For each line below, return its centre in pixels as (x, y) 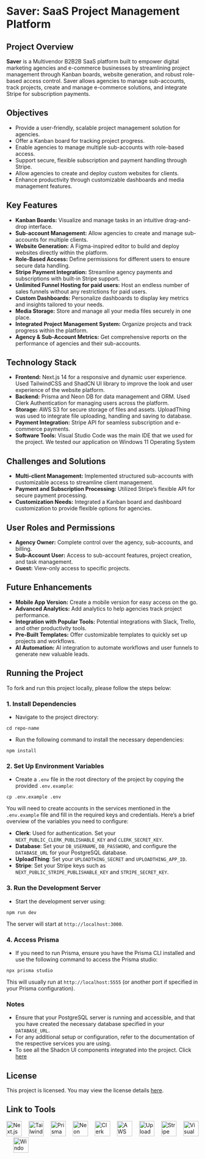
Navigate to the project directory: (57, 717)
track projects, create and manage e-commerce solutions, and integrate (97, 87)
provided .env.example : (44, 786)
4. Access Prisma (33, 940)
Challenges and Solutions (56, 461)
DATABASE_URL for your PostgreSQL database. (71, 852)
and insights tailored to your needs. (59, 304)
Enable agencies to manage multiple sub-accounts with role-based (99, 147)
